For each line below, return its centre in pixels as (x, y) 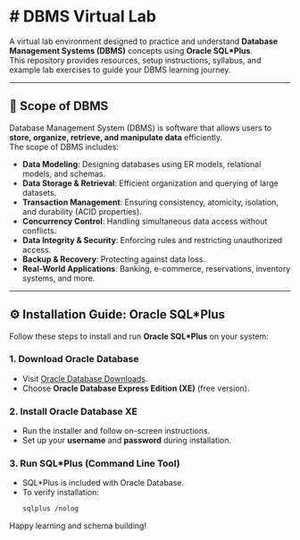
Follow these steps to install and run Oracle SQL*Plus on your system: (139, 336)
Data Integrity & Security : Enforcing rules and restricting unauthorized (152, 240)
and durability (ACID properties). (82, 211)
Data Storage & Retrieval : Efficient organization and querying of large (150, 183)
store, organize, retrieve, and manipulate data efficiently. (116, 137)
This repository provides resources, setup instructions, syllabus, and (135, 60)
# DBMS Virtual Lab (83, 17)
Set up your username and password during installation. (127, 441)
